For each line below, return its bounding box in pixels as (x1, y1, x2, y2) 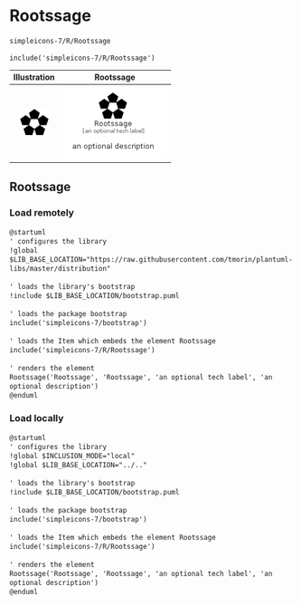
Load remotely (9, 206, 75, 218)
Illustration (13, 72, 56, 82)
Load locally (9, 411, 64, 424)
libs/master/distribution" (9, 264, 111, 273)
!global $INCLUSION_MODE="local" (9, 452, 136, 461)
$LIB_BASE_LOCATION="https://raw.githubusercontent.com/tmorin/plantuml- (9, 254, 294, 264)
